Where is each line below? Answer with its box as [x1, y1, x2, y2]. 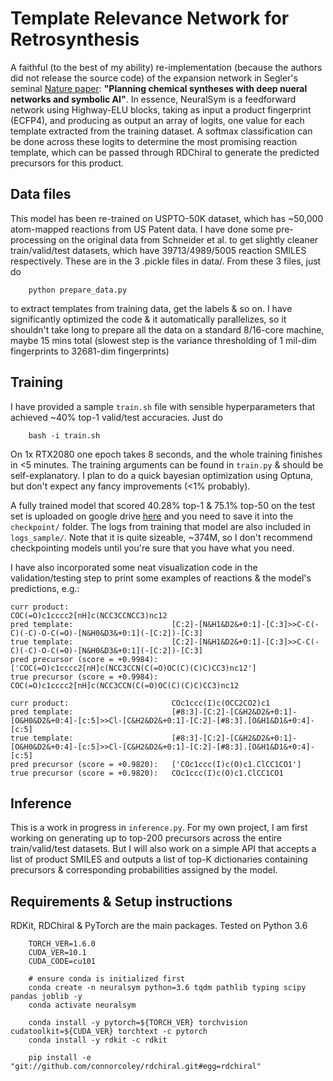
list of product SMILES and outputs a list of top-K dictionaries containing [10, 853, 308, 866]
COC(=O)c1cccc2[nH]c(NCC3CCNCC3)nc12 [10, 610, 168, 621]
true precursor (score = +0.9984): [10, 672, 159, 682]
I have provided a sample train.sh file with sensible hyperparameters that [10, 400, 316, 412]
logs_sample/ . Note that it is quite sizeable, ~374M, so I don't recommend [10, 531, 313, 543]
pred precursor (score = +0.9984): [10, 654, 159, 664]
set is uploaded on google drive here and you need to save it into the [10, 510, 294, 522]
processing [10, 233, 57, 246]
